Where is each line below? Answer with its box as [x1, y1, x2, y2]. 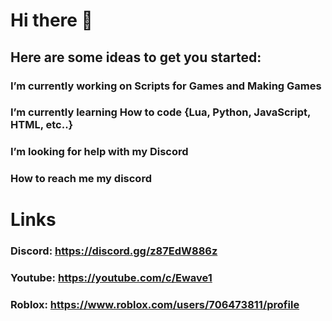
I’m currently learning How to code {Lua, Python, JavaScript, [10, 105, 312, 119]
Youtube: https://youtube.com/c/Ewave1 [10, 271, 213, 285]
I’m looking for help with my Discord [10, 145, 189, 159]
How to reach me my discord [10, 172, 152, 186]
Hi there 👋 [10, 9, 93, 32]
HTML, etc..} [10, 118, 74, 132]
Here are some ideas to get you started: [10, 49, 262, 66]
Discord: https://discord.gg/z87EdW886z [10, 244, 218, 258]
